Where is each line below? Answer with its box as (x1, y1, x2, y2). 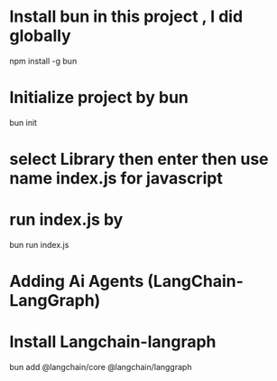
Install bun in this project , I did (9, 6, 244, 27)
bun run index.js (9, 240, 69, 250)
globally (9, 25, 71, 46)
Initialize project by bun (9, 88, 189, 108)
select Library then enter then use (9, 149, 269, 169)
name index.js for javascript (9, 168, 223, 189)
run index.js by (9, 210, 124, 230)
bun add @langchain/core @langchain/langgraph (9, 362, 192, 373)
